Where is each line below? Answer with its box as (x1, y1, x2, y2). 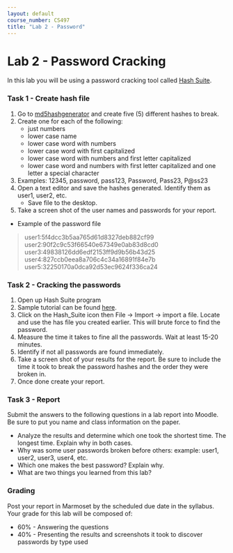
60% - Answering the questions (17, 522, 109, 531)
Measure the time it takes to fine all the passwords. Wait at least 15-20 (17, 333, 219, 341)
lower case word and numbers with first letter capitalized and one (27, 161, 216, 169)
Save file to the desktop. (27, 198, 97, 206)
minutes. (17, 340, 43, 349)
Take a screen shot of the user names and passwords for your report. (17, 206, 217, 214)
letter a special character (27, 169, 99, 177)
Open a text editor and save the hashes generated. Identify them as (17, 183, 211, 192)
